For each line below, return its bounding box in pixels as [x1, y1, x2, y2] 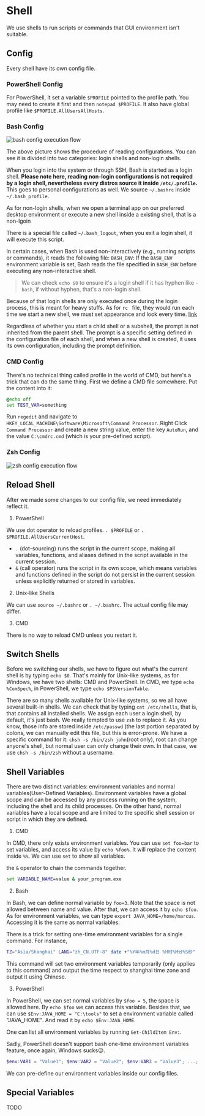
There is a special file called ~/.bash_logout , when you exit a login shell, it [6, 229, 193, 237]
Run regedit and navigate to [6, 413, 78, 420]
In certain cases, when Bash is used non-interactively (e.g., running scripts [6, 248, 195, 255]
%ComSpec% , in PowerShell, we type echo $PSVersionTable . [6, 685, 150, 692]
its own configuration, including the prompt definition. [6, 342, 142, 350]
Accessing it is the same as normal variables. [6, 918, 121, 926]
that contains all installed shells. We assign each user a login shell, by [6, 710, 182, 717]
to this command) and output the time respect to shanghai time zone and [6, 966, 190, 974]
